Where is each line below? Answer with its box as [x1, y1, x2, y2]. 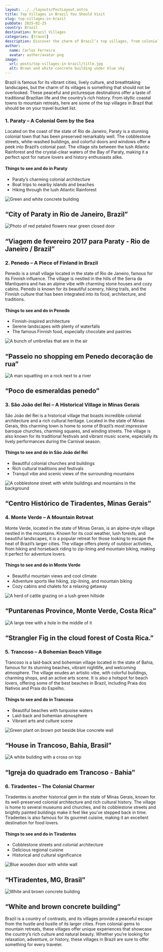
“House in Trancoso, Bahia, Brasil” [5, 741, 112, 749]
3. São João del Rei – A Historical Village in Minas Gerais [5, 401, 140, 408]
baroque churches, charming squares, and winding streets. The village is [5, 428, 151, 434]
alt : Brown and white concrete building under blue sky [9, 66, 125, 71]
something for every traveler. [5, 941, 63, 947]
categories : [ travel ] [5, 35, 49, 39]
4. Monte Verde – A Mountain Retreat [5, 514, 94, 521]
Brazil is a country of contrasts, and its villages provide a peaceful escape [5, 915, 153, 921]
